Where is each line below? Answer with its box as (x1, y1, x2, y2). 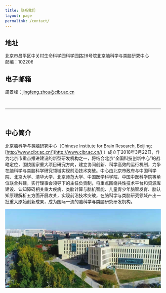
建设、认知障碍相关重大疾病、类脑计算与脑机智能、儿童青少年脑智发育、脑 (5, 186, 157, 192)
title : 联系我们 (5, 8, 36, 13)
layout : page (5, 13, 32, 18)
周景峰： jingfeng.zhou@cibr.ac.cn (5, 89, 75, 95)
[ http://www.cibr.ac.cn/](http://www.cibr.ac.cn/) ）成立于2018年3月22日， (5, 149, 157, 155)
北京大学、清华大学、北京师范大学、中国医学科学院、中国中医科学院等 (13, 174, 157, 179)
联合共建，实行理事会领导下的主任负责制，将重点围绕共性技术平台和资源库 (9, 180, 161, 186)
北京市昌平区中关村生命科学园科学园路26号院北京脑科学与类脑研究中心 (5, 53, 149, 59)
